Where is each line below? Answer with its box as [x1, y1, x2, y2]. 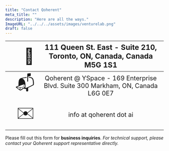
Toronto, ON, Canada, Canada [48, 51, 153, 61]
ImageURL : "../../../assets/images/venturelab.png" [5, 21, 116, 27]
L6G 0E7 [88, 89, 114, 97]
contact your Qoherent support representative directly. [5, 140, 119, 146]
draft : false [5, 26, 33, 31]
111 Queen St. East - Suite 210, [44, 42, 157, 52]
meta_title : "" [5, 12, 37, 17]
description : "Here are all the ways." [5, 17, 89, 22]
